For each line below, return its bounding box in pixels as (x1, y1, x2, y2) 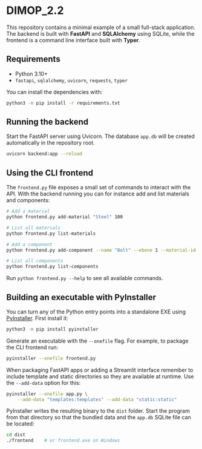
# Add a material (6, 208, 50, 215)
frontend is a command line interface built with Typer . (6, 36, 140, 44)
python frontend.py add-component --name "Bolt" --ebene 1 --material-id (6, 247, 197, 253)
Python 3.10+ (15, 70, 48, 77)
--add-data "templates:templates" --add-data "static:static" (17, 396, 177, 402)
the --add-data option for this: (6, 379, 81, 386)
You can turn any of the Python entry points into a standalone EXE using (6, 308, 186, 315)
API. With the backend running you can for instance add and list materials (6, 190, 189, 197)
